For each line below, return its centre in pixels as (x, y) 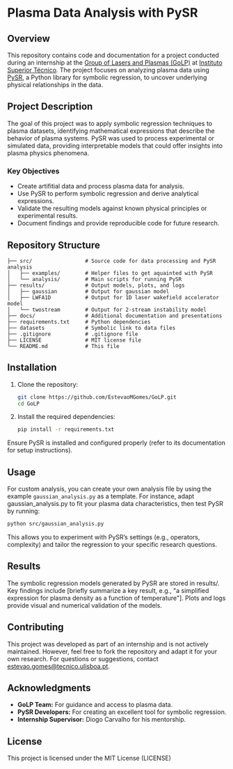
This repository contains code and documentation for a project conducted (113, 55)
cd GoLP (28, 404)
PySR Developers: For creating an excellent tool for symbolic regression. (122, 712)
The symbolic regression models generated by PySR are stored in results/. (114, 583)
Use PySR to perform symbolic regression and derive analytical (108, 193)
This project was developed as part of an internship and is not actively (108, 644)
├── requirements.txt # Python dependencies (79, 322)
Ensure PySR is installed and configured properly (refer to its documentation (116, 443)
